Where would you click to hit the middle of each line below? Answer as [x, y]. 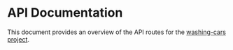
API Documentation [65, 13]
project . [19, 39]
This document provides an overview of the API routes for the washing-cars [116, 32]
